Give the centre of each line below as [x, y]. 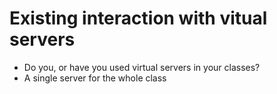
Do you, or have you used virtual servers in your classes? [142, 67]
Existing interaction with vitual [138, 18]
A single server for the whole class [95, 78]
